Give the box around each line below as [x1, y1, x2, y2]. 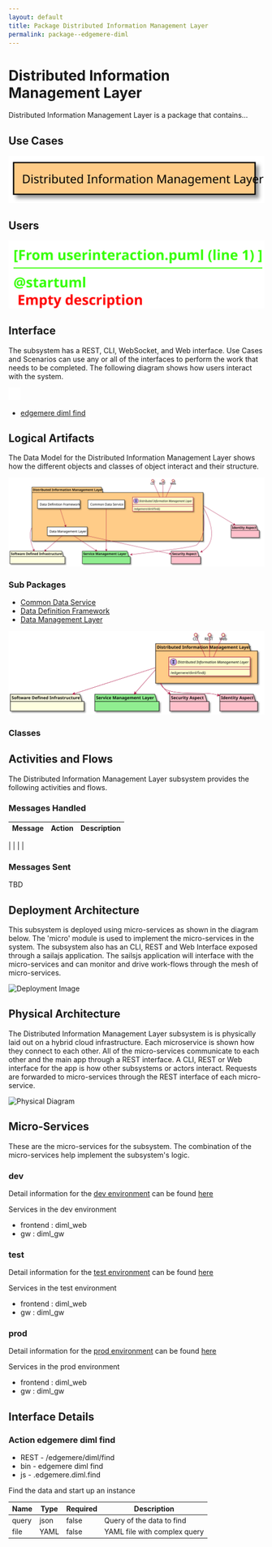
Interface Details [8, 1410, 95, 1424]
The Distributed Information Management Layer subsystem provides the [8, 774, 249, 784]
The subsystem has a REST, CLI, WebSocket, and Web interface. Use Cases [8, 345, 263, 355]
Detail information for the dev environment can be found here [8, 1188, 214, 1198]
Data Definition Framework [19, 606, 110, 616]
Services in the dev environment [8, 1204, 117, 1214]
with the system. [8, 371, 64, 381]
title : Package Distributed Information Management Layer [8, 21, 209, 30]
